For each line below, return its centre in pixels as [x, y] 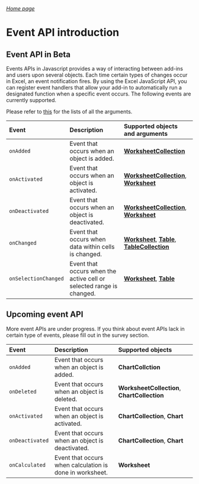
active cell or [87, 278]
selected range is [94, 286]
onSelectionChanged [36, 278]
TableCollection [147, 247]
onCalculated [28, 465]
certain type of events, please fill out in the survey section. [78, 335]
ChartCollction [139, 367]
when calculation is [81, 465]
